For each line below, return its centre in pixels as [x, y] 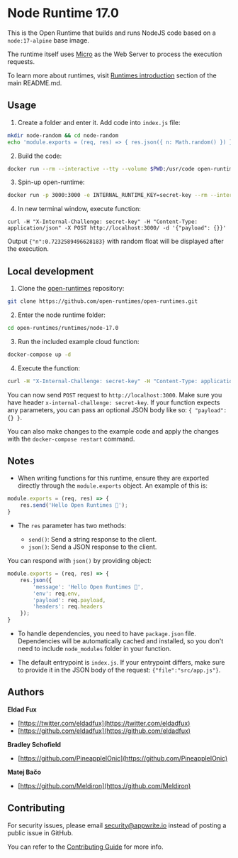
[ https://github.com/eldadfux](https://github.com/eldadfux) [104, 731]
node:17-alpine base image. [49, 40]
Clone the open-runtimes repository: [71, 289]
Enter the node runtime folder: [62, 315]
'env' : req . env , [57, 594]
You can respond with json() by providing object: [80, 561]
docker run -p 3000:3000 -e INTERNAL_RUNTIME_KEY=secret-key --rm [107, 195]
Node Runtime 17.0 [63, 13]
